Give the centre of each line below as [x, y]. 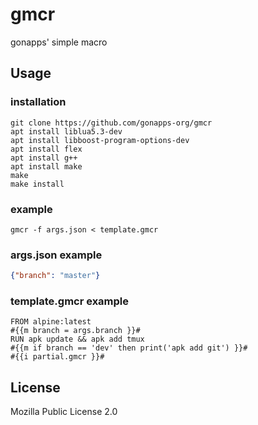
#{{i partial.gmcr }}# [57, 357]
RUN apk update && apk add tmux [77, 339]
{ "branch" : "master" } [55, 276]
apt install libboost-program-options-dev [100, 140]
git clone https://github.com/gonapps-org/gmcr [111, 123]
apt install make [46, 166]
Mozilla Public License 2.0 [64, 412]
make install [37, 184]
